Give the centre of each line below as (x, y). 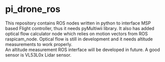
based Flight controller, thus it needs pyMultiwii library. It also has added (80, 28)
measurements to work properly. (39, 44)
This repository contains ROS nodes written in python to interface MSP (78, 23)
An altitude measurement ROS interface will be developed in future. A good (82, 49)
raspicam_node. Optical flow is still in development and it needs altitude (79, 39)
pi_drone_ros (33, 9)
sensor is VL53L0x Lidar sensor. (38, 55)
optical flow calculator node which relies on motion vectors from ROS (77, 33)
